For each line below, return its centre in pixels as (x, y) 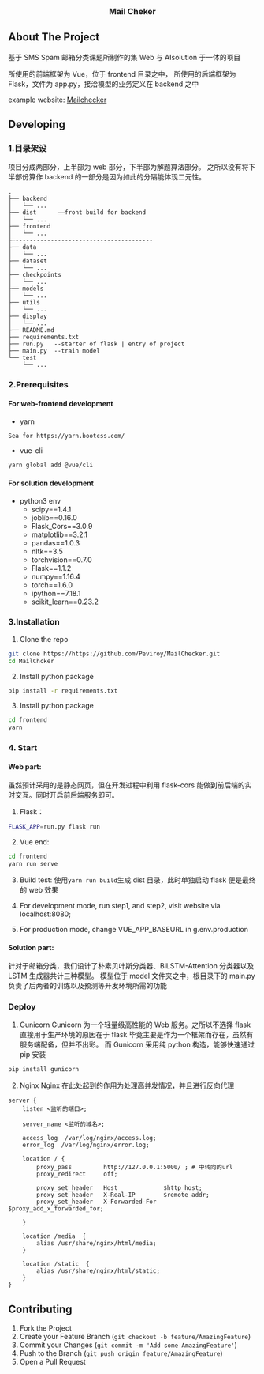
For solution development (51, 483)
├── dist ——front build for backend (77, 213)
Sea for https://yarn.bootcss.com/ (67, 436)
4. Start (23, 748)
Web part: (25, 766)
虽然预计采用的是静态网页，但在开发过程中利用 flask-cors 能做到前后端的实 (130, 785)
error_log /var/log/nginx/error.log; (86, 1145)
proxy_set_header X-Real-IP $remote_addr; (123, 1195)
